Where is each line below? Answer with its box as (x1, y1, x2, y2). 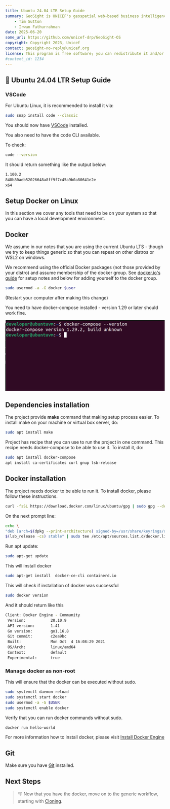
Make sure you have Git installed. (5, 762, 75, 768)
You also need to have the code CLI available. (5, 132, 100, 138)
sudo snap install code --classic (5, 113, 78, 118)
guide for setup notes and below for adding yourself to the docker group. (5, 275, 158, 281)
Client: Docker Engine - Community (5, 612, 80, 618)
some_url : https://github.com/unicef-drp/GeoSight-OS (5, 35, 121, 40)
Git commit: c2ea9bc (7, 634, 67, 639)
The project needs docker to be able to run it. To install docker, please (5, 488, 151, 494)
